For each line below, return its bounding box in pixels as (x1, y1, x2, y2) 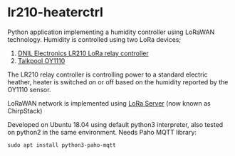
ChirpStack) (7, 106, 43, 115)
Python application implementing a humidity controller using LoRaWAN (7, 28, 215, 36)
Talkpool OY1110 (17, 56, 66, 65)
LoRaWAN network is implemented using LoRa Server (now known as (7, 99, 211, 107)
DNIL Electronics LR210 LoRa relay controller (17, 49, 149, 57)
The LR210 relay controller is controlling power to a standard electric (7, 70, 208, 79)
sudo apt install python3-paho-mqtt (7, 141, 116, 149)
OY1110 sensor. (7, 85, 51, 94)
